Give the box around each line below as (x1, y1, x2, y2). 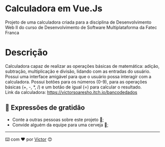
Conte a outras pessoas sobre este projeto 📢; (12, 117, 104, 122)
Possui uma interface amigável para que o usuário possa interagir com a (5, 73, 151, 79)
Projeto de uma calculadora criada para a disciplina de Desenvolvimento (5, 19, 152, 25)
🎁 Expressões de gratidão (5, 104, 85, 112)
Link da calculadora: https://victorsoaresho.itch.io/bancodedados (5, 89, 137, 95)
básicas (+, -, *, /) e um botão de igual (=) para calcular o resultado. (5, 84, 142, 90)
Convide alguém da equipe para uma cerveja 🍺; (12, 121, 109, 128)
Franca (5, 29, 20, 35)
